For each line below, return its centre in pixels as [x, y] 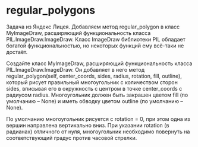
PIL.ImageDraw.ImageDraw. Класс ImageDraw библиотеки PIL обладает [96, 39]
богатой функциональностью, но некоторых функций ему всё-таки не [95, 46]
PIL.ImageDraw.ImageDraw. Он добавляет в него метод [76, 69]
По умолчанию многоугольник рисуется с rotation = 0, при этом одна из [98, 119]
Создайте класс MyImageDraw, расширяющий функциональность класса [99, 63]
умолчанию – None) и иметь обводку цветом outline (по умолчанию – [95, 101]
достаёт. [17, 52]
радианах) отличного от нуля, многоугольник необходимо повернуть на [98, 132]
